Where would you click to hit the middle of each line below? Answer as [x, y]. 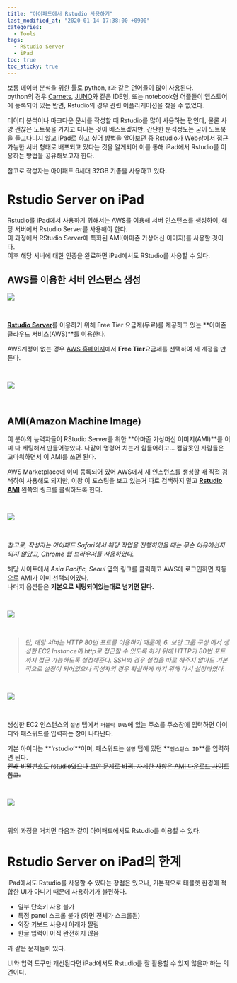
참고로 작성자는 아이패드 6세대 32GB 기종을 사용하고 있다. [87, 170]
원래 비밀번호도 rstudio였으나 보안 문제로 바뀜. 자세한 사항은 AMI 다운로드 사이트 [118, 766]
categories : [25, 27]
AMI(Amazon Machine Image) [74, 421]
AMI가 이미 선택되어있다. [54, 578]
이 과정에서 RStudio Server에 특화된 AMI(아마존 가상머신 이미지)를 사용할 [109, 238]
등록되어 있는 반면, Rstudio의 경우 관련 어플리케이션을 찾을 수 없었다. [109, 105]
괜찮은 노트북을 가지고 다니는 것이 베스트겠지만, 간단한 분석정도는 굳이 [111, 129]
